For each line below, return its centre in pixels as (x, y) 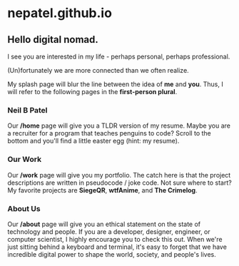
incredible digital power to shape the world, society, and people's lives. (112, 254)
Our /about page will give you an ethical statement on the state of (104, 224)
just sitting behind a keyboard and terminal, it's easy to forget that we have (117, 247)
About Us (24, 208)
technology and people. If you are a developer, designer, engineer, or (109, 231)
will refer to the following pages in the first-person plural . (92, 92)
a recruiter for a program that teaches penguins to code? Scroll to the (110, 133)
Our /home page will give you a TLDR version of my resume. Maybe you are (119, 126)
